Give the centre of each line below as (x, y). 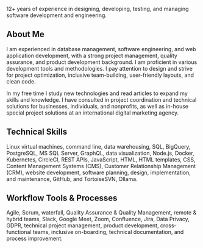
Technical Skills (37, 132)
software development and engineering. (56, 15)
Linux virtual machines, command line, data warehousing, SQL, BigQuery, (98, 146)
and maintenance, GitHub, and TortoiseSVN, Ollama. (72, 179)
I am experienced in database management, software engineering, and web (101, 49)
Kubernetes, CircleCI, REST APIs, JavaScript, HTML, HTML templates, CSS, (101, 159)
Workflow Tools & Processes (62, 198)
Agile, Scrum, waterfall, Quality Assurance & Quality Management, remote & (101, 213)
